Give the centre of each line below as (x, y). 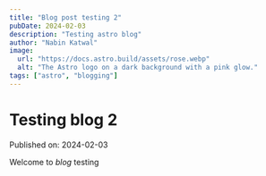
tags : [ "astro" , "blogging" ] (64, 76)
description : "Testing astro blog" (76, 34)
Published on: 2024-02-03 (59, 145)
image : (21, 51)
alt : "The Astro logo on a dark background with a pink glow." (137, 68)
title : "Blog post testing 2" (66, 17)
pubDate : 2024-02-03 (48, 26)
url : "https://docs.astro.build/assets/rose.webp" (114, 59)
